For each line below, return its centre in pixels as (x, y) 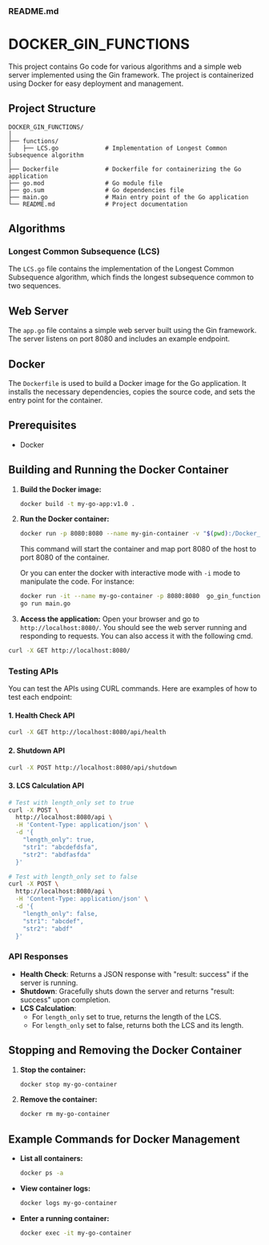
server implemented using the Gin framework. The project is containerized (131, 74)
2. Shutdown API (37, 750)
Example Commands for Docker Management (124, 1139)
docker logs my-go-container (68, 1203)
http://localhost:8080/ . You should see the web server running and (133, 628)
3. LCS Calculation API (46, 785)
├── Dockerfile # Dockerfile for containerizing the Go (125, 169)
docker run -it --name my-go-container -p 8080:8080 (110, 596)
